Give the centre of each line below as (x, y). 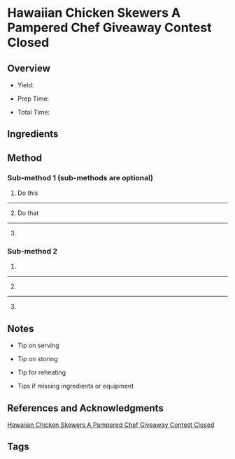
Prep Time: (33, 99)
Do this (28, 193)
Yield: (26, 85)
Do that (28, 213)
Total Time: (34, 112)
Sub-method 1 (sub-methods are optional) (80, 177)
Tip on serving (38, 345)
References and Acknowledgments (86, 408)
